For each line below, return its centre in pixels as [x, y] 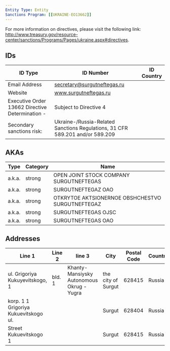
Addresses [23, 239]
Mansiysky [80, 274]
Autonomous [83, 280]
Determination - [27, 114]
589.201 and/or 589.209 [85, 134]
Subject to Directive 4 [80, 108]
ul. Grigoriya [22, 274]
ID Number [95, 73]
